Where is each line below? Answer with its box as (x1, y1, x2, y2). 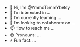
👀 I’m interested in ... (9, 10, 51, 15)
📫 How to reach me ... (9, 25, 55, 31)
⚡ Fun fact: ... (9, 37, 36, 43)
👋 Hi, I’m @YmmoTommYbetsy (9, 5, 70, 10)
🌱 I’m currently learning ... (9, 15, 62, 20)
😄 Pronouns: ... (9, 32, 41, 38)
